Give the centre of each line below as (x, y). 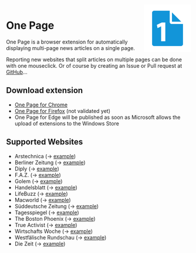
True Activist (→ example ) (46, 225)
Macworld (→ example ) (43, 200)
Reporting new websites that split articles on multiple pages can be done (94, 59)
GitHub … (17, 72)
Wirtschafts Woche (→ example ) (53, 231)
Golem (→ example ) (38, 181)
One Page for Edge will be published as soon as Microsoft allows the (97, 117)
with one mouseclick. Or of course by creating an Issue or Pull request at (94, 65)
